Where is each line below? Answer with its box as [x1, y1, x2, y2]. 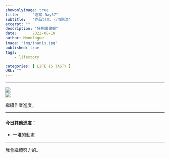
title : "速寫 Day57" [5, 12, 58, 17]
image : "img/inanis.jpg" [5, 41, 58, 46]
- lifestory [14, 54, 39, 60]
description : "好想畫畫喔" [5, 26, 58, 31]
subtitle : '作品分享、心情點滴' [5, 17, 71, 22]
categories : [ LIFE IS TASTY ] [5, 64, 71, 69]
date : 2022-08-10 [5, 31, 56, 36]
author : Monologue [5, 36, 44, 41]
